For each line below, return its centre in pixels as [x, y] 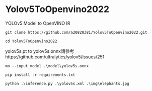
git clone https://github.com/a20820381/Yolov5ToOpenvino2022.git [76, 32]
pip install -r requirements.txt [40, 75]
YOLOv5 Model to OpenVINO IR [38, 23]
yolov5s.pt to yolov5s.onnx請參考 [40, 51]
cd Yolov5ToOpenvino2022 [31, 41]
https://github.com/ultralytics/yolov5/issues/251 [55, 57]
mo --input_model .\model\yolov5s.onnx [47, 66]
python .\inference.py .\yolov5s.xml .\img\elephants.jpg [67, 83]
